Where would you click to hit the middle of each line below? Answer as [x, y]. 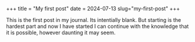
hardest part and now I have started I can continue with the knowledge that [97, 26]
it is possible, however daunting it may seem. [61, 33]
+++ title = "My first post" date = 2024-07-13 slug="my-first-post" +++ [93, 9]
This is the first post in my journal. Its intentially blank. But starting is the [94, 20]
